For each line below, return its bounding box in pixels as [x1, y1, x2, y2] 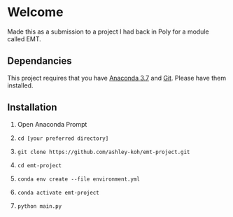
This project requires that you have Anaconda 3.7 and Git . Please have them [7, 73, 226, 82]
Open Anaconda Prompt [17, 120, 87, 128]
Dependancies [7, 55, 72, 67]
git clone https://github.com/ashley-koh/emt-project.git [17, 148, 190, 155]
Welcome [7, 4, 64, 20]
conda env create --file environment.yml [17, 176, 140, 183]
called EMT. [7, 34, 42, 43]
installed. [7, 81, 34, 90]
